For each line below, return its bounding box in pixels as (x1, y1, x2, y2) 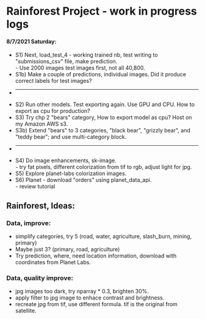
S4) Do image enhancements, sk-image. (15, 157, 117, 164)
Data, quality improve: (6, 274, 74, 282)
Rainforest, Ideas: (6, 200, 75, 211)
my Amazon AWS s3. (15, 120, 68, 127)
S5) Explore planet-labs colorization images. (15, 170, 127, 177)
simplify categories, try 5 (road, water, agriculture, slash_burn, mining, (15, 233, 192, 240)
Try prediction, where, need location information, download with (15, 252, 177, 260)
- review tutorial (15, 183, 56, 190)
